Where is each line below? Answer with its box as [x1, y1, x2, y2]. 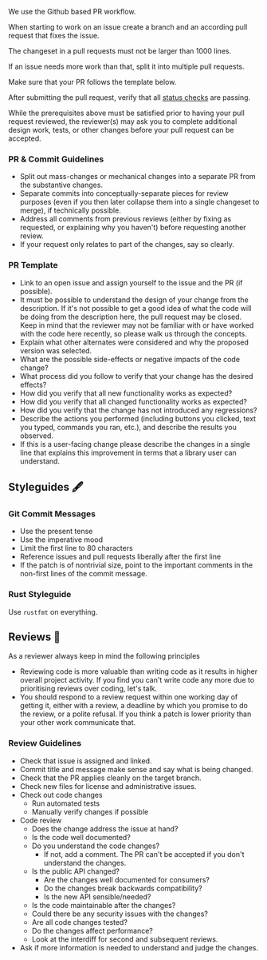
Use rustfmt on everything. [8, 607, 98, 616]
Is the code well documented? [31, 832, 132, 842]
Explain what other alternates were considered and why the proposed [19, 337, 249, 347]
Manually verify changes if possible [31, 807, 149, 816]
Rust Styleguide [8, 589, 72, 600]
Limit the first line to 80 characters [19, 544, 133, 553]
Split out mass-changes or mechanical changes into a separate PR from [19, 172, 257, 181]
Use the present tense [19, 527, 93, 536]
